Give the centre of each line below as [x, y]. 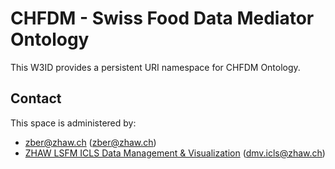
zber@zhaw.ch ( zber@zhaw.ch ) [90, 142]
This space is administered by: [73, 123]
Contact [36, 98]
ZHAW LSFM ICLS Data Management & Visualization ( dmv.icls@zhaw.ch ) [175, 153]
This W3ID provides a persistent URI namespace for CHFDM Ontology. [155, 67]
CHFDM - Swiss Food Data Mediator [162, 18]
